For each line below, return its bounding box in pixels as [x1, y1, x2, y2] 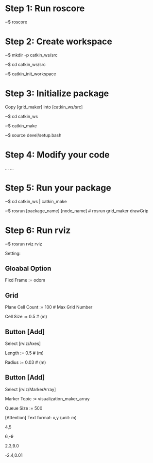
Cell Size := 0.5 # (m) [5, 314, 48, 320]
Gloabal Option [5, 264, 51, 273]
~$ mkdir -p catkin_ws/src [5, 52, 58, 58]
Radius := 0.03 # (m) [5, 360, 46, 365]
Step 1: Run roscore [5, 3, 85, 14]
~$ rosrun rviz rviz [5, 241, 42, 247]
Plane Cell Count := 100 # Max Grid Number [5, 304, 93, 310]
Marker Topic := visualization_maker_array [5, 395, 90, 401]
